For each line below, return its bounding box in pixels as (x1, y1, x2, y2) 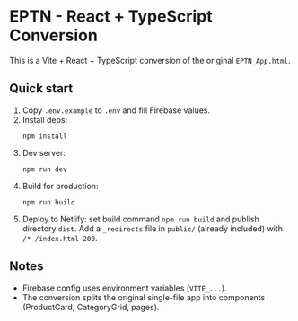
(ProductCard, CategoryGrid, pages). (22, 301, 160, 312)
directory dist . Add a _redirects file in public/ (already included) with (22, 222, 283, 234)
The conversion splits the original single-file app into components (22, 291, 266, 302)
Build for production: (22, 180, 99, 191)
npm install (22, 132, 67, 141)
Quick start (9, 81, 74, 96)
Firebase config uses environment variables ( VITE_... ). (22, 282, 227, 293)
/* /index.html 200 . (22, 232, 98, 243)
